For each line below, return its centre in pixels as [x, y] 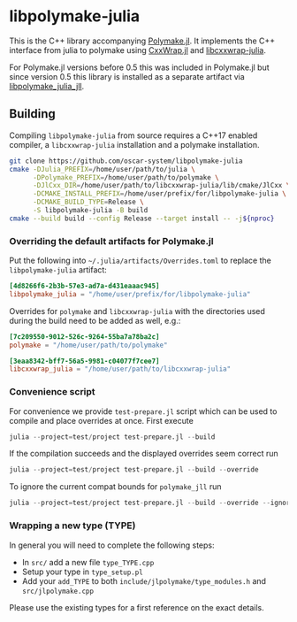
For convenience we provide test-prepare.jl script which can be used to [143, 411]
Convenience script [52, 392]
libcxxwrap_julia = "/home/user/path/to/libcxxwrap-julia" [120, 369]
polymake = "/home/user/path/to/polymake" [88, 345]
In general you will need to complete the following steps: [112, 545]
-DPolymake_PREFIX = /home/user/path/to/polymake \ [126, 177]
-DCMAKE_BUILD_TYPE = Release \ [88, 202]
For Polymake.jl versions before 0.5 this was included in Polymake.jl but [139, 67]
